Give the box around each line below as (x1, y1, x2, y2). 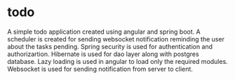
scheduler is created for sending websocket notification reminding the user (7, 34, 224, 43)
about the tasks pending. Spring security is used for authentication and (7, 42, 213, 51)
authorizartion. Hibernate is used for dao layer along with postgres (7, 50, 199, 58)
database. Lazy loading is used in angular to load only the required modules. (7, 57, 228, 65)
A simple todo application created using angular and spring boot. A (7, 27, 201, 36)
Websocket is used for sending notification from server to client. (7, 65, 193, 73)
